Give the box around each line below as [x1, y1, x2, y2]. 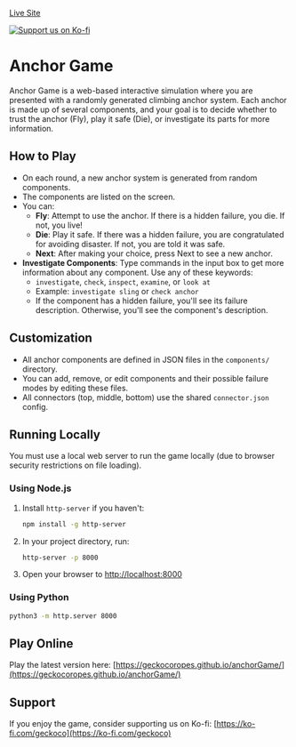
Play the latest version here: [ [9, 660, 116, 671]
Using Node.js [9, 482, 72, 494]
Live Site [9, 8, 41, 18]
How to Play [9, 149, 77, 164]
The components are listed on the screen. [21, 191, 176, 202]
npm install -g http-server [21, 519, 126, 528]
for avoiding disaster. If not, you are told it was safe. [35, 238, 226, 249]
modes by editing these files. [21, 382, 129, 393]
